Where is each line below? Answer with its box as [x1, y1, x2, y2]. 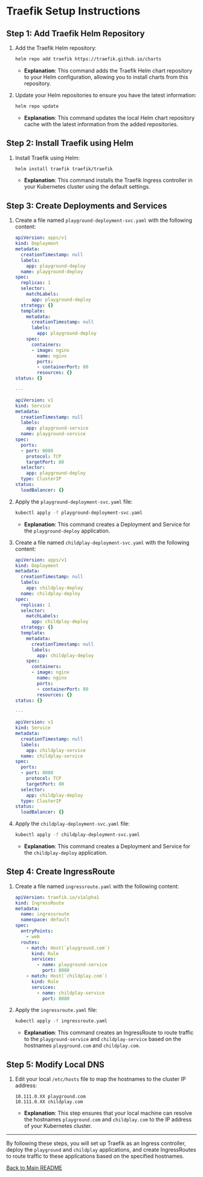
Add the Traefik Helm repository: [14, 44, 97, 51]
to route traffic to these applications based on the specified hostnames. [6, 1153, 184, 1160]
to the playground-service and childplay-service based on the [24, 1036, 181, 1043]
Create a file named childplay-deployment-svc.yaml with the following [14, 539, 190, 546]
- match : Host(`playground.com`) [26, 945, 111, 951]
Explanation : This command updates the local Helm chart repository [24, 114, 195, 122]
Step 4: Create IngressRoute [6, 866, 115, 877]
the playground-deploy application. [24, 527, 111, 534]
